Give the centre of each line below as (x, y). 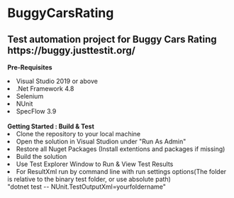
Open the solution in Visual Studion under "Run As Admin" (101, 141)
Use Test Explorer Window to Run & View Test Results (95, 164)
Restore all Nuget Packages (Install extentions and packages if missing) (121, 149)
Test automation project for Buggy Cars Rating (112, 39)
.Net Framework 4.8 (45, 89)
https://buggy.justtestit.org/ (72, 50)
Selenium (30, 96)
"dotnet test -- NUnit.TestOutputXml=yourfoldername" (87, 187)
